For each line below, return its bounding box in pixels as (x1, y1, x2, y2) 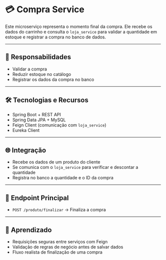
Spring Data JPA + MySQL (12, 117, 66, 123)
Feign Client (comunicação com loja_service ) (12, 122, 107, 128)
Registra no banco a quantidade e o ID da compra (12, 175, 114, 181)
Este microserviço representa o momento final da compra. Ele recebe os (5, 23, 153, 30)
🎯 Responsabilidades (5, 53, 71, 62)
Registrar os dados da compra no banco (12, 76, 95, 82)
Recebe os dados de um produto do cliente (12, 159, 100, 165)
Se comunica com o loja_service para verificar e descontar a (12, 164, 138, 170)
